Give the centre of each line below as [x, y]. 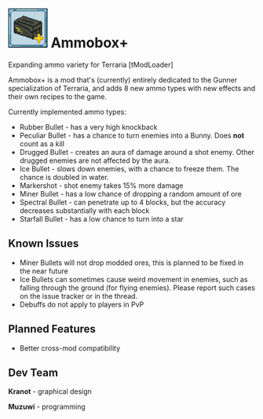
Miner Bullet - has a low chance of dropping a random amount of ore [130, 193]
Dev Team [33, 372]
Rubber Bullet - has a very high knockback [88, 127]
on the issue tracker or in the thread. [79, 296]
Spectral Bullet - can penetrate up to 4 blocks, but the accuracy [122, 202]
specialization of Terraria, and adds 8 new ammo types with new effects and [132, 88]
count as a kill [42, 143]
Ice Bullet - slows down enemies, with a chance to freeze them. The [129, 168]
